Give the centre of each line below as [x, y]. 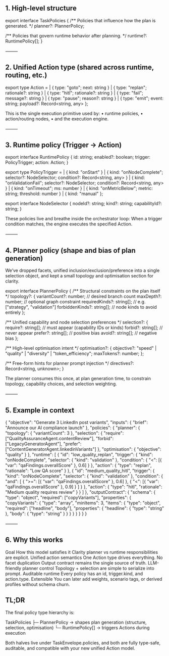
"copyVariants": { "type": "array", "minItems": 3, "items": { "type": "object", [83, 503]
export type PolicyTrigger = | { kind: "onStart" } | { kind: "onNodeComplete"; [84, 172]
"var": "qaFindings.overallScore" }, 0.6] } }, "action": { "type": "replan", [79, 465]
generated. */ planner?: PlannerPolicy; [45, 26]
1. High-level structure [41, 8]
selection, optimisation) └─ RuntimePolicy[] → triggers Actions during [77, 627]
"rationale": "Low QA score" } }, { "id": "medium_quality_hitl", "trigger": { [80, 471]
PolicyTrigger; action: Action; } [37, 162]
